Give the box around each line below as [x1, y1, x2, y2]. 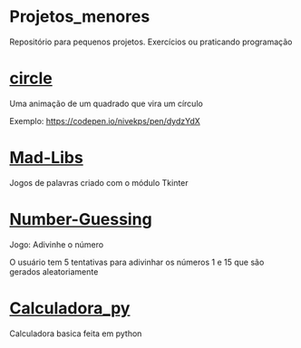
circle [9, 68, 53, 89]
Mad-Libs [9, 148, 83, 169]
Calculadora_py [9, 297, 131, 318]
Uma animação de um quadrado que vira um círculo [9, 98, 204, 109]
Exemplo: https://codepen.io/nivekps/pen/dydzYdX [9, 115, 201, 126]
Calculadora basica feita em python [9, 328, 142, 339]
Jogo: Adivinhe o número [9, 238, 104, 250]
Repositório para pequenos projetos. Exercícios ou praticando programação [9, 36, 293, 47]
